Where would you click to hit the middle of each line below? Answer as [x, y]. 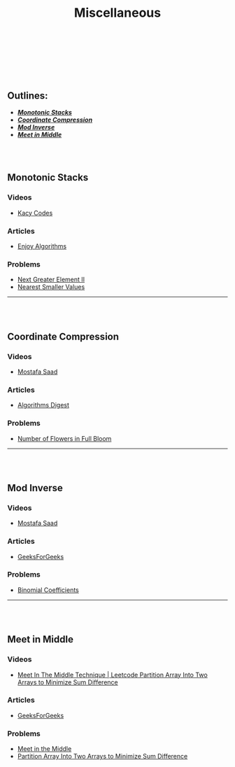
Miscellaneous [117, 13]
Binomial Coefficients [48, 590]
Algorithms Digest [43, 405]
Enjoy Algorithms [42, 246]
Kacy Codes [35, 213]
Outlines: [28, 96]
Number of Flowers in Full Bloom [64, 438]
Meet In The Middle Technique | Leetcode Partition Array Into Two [112, 675]
